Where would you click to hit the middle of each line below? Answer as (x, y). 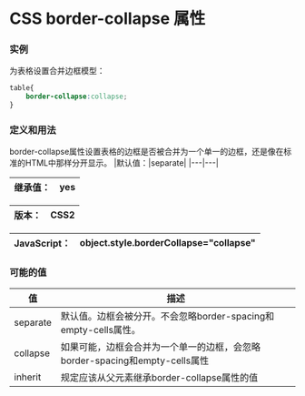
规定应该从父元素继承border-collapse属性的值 (159, 377)
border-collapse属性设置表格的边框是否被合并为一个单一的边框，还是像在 (147, 152)
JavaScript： (42, 244)
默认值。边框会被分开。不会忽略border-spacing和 (167, 316)
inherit (28, 377)
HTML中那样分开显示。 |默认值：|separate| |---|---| (122, 163)
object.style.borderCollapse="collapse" (167, 243)
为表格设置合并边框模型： (57, 71)
